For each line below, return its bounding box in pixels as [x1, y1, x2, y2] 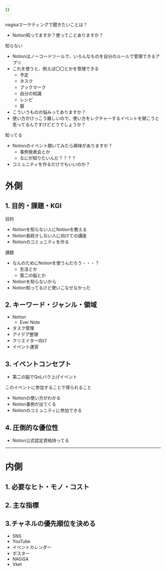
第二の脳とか [19, 272, 46, 278]
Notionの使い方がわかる [12, 395, 61, 401]
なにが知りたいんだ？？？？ [19, 155, 77, 161]
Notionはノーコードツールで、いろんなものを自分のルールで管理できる [12, 53, 156, 59]
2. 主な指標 [5, 501, 39, 509]
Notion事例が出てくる [12, 401, 56, 407]
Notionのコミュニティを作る [12, 239, 69, 245]
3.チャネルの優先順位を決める [5, 519, 96, 528]
